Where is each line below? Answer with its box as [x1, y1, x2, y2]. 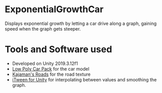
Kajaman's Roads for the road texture [12, 71, 91, 77]
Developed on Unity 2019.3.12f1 [12, 60, 78, 67]
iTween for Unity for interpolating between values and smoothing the [12, 76, 157, 82]
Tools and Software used [5, 44, 113, 55]
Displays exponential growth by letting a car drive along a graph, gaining [5, 20, 157, 26]
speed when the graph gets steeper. [5, 25, 81, 32]
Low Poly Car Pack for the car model [12, 66, 90, 72]
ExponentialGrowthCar [5, 4, 104, 15]
